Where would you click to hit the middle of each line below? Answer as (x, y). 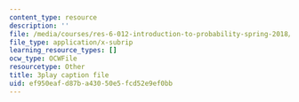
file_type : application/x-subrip (71, 42)
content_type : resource (53, 17)
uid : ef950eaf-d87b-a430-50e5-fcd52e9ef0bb (91, 83)
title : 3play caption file (59, 75)
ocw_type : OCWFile (43, 59)
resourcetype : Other (48, 67)
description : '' (39, 26)
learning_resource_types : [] (63, 51)
